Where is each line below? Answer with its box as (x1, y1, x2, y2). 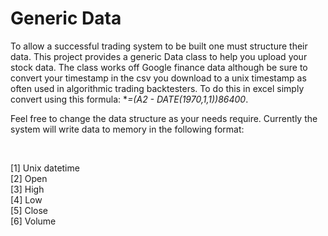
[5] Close (10, 204, 49, 216)
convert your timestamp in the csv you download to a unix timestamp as (10, 72, 307, 84)
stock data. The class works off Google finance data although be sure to (10, 61, 308, 73)
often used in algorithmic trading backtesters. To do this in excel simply (10, 82, 305, 94)
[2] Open (10, 172, 48, 184)
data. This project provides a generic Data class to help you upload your (10, 50, 308, 62)
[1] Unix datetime (10, 162, 80, 174)
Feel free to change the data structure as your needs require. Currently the (10, 112, 318, 124)
